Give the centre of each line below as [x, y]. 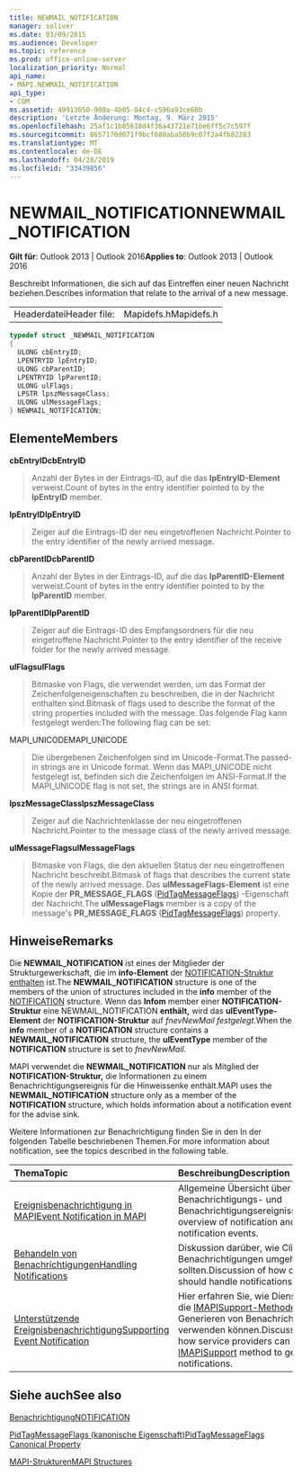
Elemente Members [64, 438]
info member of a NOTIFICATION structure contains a [109, 1030]
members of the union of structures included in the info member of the [141, 991]
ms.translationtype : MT [54, 143]
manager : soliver [42, 26]
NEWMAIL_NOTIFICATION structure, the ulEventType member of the [138, 1039]
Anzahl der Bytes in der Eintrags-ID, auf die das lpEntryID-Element [155, 478]
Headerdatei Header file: [64, 314]
